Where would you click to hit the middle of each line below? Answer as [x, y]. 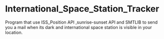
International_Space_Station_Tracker [82, 9]
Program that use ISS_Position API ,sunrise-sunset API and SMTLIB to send [82, 22]
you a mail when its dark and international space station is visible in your [79, 27]
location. [14, 32]
